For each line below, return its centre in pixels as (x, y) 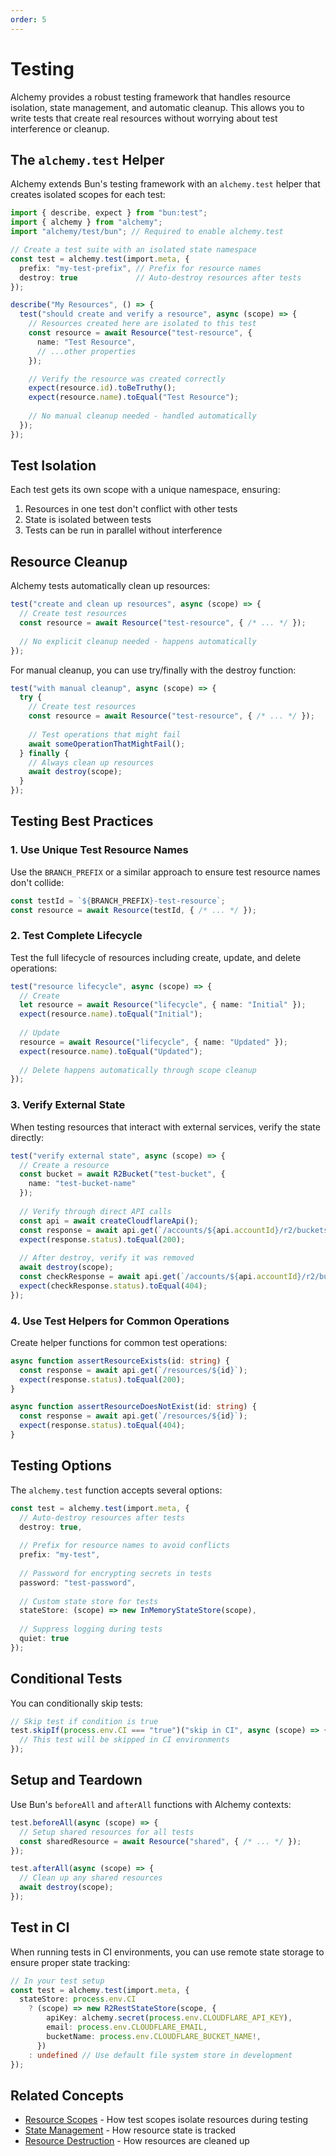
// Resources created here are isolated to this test (142, 324)
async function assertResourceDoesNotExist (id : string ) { (133, 1407)
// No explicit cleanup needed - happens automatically (138, 641)
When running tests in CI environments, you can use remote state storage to (167, 1952)
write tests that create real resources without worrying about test (144, 118)
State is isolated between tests (88, 520)
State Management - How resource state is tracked (130, 2130)
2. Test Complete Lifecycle (76, 936)
